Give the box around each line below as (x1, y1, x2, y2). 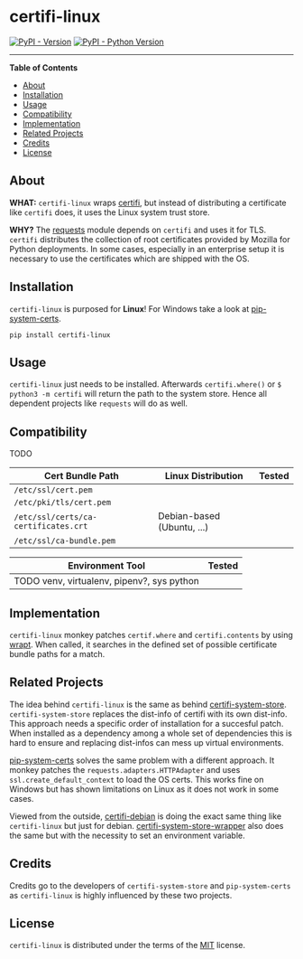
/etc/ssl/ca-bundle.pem (14, 536, 116, 546)
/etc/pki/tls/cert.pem (14, 497, 111, 508)
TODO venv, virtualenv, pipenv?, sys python (14, 575, 200, 588)
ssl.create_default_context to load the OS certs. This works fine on (9, 774, 264, 785)
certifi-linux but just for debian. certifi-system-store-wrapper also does (9, 820, 284, 831)
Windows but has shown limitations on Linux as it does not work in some (9, 784, 280, 794)
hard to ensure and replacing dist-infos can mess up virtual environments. (9, 737, 284, 747)
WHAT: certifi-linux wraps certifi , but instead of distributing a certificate (9, 197, 287, 208)
